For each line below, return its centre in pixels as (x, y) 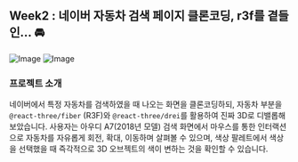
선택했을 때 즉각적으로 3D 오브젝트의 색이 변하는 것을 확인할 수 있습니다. (143, 149)
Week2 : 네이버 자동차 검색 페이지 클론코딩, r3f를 (137, 16)
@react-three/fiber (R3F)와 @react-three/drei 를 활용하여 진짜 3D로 (132, 116)
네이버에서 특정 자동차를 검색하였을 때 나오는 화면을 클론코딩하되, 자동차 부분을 (146, 104)
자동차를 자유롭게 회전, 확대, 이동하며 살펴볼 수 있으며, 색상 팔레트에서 (146, 138)
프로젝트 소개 (36, 83)
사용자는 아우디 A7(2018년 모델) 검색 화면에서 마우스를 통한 (153, 126)
